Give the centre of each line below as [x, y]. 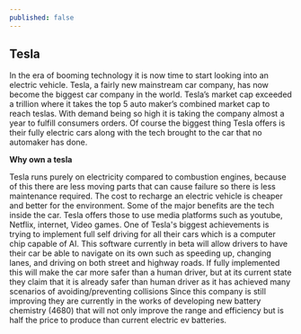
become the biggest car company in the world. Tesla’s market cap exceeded [150, 94]
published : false [42, 18]
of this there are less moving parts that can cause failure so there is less [142, 187]
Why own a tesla [41, 160]
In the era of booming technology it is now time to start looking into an [139, 75]
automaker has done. [49, 142]
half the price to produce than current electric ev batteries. [118, 321]
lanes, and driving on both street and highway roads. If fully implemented [145, 263]
